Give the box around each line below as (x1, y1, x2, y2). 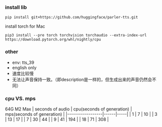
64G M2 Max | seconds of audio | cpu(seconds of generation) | (5, 106, 132, 112)
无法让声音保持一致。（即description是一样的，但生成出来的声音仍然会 (12, 76, 152, 82)
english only (12, 65, 37, 71)
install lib (5, 4, 27, 11)
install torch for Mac (5, 23, 45, 29)
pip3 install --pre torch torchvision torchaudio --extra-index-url (5, 33, 147, 38)
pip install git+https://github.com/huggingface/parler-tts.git (5, 15, 138, 20)
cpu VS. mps (5, 95, 36, 102)
